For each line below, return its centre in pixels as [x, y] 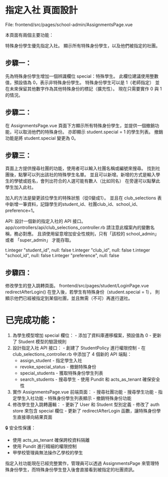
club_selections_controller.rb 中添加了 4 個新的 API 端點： [72, 354]
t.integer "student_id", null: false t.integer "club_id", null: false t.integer [78, 250]
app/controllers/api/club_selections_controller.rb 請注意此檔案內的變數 [78, 227]
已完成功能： [32, 321]
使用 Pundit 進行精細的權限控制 [44, 446]
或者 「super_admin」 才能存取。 [40, 240]
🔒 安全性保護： [21, 428]
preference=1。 [21, 211]
